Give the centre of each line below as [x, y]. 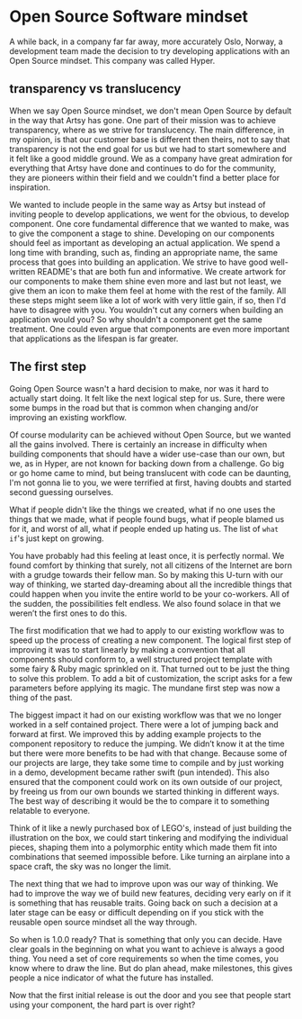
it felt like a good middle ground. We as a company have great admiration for [151, 158]
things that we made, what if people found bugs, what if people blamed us [147, 519]
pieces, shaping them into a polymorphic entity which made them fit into [143, 847]
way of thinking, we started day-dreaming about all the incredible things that [151, 584]
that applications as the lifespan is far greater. [94, 338]
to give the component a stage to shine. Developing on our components [142, 233]
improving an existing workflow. [68, 417]
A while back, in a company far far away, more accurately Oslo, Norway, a [146, 41]
